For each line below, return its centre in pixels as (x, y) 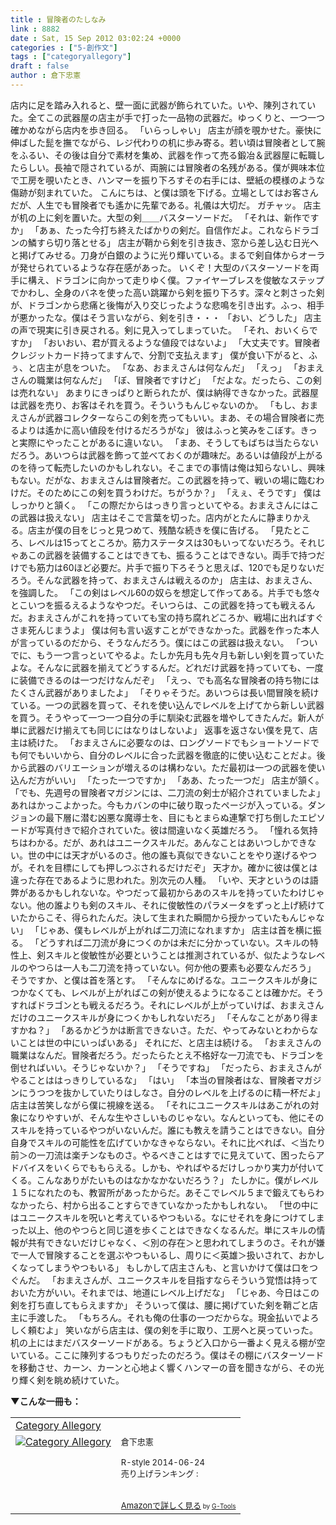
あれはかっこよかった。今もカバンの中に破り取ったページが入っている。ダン (168, 805)
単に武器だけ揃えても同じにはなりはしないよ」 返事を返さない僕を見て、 (160, 730)
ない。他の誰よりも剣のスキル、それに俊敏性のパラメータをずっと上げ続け (163, 905)
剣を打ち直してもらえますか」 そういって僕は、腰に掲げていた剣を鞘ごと (160, 1305)
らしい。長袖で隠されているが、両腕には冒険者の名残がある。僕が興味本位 (172, 167)
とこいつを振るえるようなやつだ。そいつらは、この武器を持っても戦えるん (163, 605)
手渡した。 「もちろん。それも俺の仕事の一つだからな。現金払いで (164, 1317)
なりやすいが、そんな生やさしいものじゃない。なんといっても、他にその (176, 1117)
